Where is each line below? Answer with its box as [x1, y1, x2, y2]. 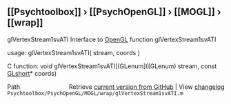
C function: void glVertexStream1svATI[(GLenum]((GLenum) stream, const [7, 62, 217, 70]
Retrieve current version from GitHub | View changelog [68, 83, 225, 91]
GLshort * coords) [7, 69, 57, 77]
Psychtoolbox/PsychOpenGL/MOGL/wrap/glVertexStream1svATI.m [7, 90, 184, 96]
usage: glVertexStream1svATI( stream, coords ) [7, 48, 140, 56]
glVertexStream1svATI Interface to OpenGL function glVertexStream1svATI [7, 35, 217, 43]
